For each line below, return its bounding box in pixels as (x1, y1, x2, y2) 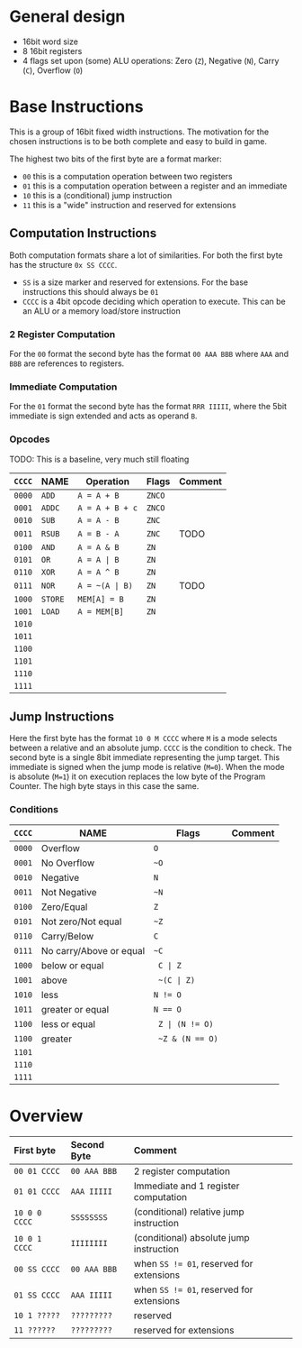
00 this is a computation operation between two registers (22, 170, 233, 181)
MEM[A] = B (77, 593, 124, 604)
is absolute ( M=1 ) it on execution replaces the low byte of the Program (9, 771, 266, 782)
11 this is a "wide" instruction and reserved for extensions (22, 199, 236, 210)
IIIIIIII (70, 1238, 108, 1248)
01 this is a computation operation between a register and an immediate (22, 180, 288, 191)
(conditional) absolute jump (133, 1231, 250, 1243)
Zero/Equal (40, 900, 88, 912)
